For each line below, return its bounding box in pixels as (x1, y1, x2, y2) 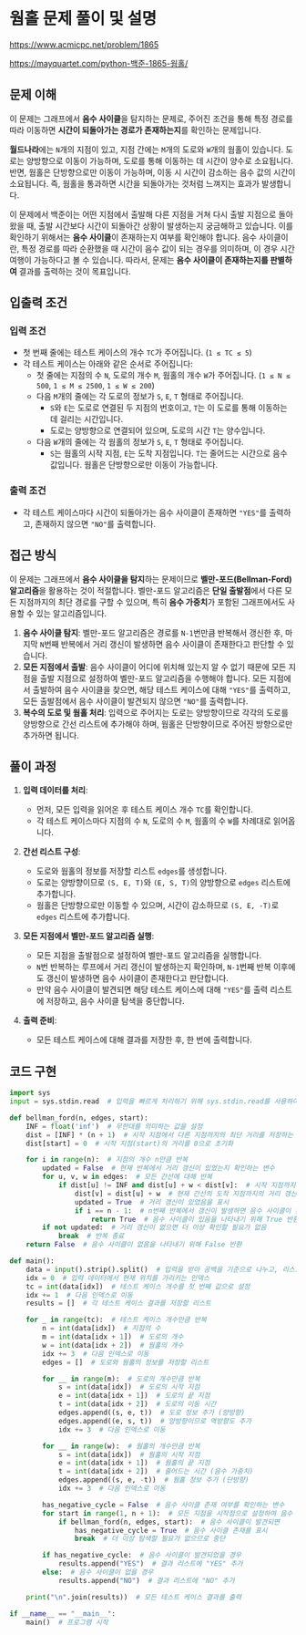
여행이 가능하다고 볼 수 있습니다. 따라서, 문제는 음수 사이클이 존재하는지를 (9, 254, 269, 265)
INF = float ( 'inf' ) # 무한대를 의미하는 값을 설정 (25, 1122, 203, 1131)
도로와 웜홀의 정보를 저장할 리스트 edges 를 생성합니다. (36, 865, 228, 876)
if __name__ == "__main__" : (9, 1609, 117, 1619)
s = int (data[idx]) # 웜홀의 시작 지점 (57, 1450, 200, 1459)
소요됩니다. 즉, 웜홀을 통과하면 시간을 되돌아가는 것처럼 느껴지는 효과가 (9, 178, 260, 189)
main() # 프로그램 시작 (25, 1618, 109, 1627)
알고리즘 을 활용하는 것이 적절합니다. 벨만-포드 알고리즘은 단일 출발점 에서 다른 (9, 585, 283, 595)
